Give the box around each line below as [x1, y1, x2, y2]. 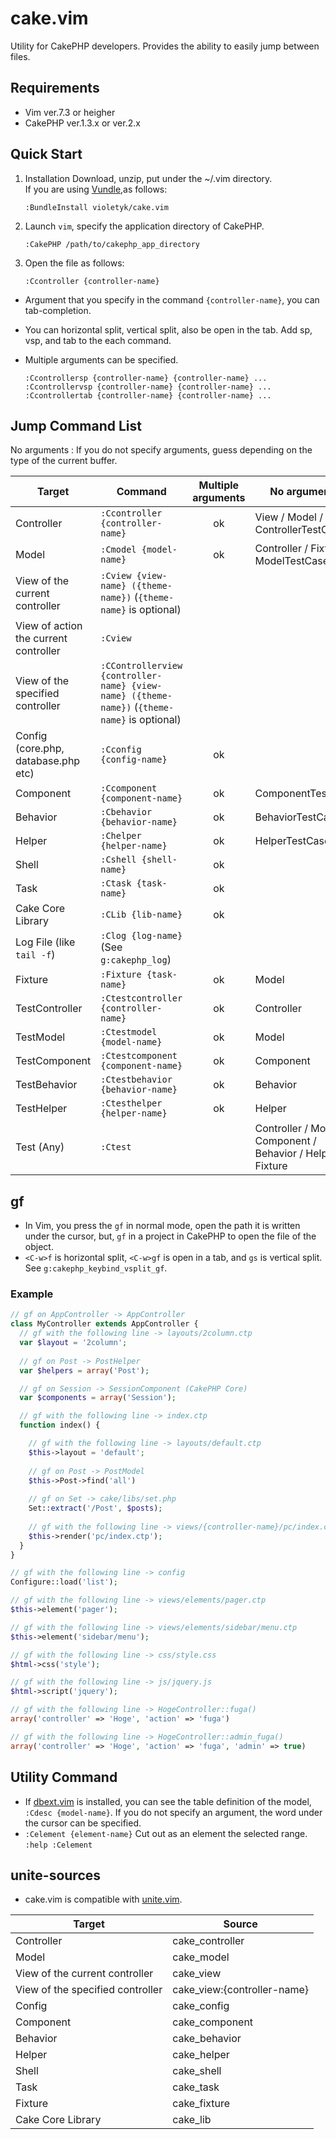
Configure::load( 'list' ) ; [10, 1577, 118, 1587]
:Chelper [100, 830, 142, 842]
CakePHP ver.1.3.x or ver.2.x [24, 117, 141, 129]
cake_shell [172, 2064, 222, 2078]
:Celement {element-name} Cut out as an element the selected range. [24, 1827, 308, 1839]
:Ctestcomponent [100, 1050, 178, 1062]
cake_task [172, 2080, 220, 2094]
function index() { [19, 1420, 101, 1431]
